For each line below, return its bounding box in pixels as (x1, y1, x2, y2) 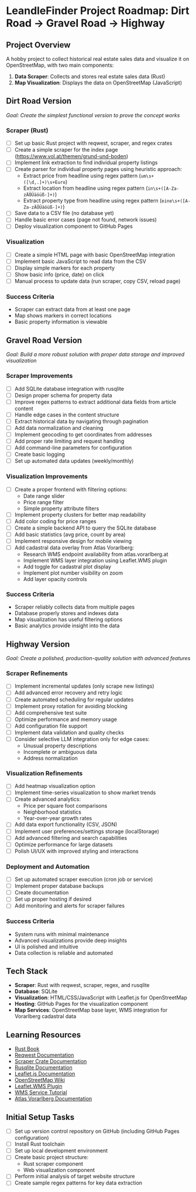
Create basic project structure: (14, 1154, 89, 1161)
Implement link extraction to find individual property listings (14, 159, 158, 166)
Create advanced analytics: (14, 795, 81, 803)
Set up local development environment (14, 1147, 108, 1155)
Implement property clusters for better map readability (14, 511, 146, 518)
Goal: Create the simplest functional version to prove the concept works (6, 111, 180, 118)
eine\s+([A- (161, 198, 191, 204)
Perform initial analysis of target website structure (14, 1173, 135, 1180)
